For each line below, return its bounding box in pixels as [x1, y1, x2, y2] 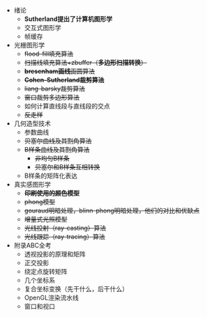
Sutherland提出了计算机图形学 [24, 15, 113, 23]
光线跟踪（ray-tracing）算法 [24, 233, 106, 240]
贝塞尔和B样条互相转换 [34, 163, 100, 171]
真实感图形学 [13, 180, 51, 188]
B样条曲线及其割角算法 [24, 146, 90, 153]
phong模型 [24, 198, 56, 206]
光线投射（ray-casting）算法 [24, 224, 107, 232]
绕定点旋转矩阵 [24, 268, 68, 275]
